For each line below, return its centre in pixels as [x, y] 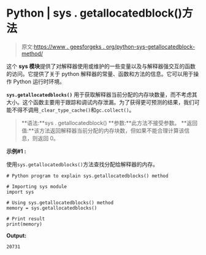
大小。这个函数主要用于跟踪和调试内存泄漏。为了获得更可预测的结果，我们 [100, 102]
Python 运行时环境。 [39, 82]
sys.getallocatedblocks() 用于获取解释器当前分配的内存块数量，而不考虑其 [102, 94]
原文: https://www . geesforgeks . [63, 47]
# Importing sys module [37, 186]
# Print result [26, 219]
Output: [16, 235]
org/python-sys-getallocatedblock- [150, 47]
